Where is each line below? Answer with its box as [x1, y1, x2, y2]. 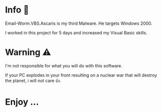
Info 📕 [5, 4, 29, 16]
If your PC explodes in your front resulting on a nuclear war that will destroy [5, 72, 157, 78]
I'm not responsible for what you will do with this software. [5, 63, 123, 68]
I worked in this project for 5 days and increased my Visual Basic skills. [5, 30, 147, 35]
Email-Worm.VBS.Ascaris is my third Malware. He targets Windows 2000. [5, 20, 153, 26]
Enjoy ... [5, 96, 39, 108]
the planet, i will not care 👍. [5, 78, 61, 83]
